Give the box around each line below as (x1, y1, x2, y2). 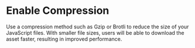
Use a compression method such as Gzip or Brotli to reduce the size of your (6, 23, 189, 30)
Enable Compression (6, 4, 110, 17)
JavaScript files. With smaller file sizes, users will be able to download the (6, 29, 184, 36)
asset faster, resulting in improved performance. (6, 35, 122, 42)
